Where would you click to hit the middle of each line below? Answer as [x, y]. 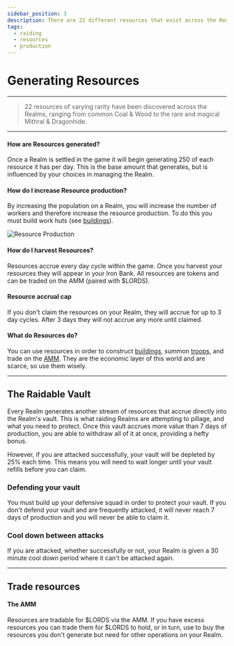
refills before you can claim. [47, 469]
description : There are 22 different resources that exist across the [112, 20]
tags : [15, 27]
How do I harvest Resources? [50, 250]
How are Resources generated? [54, 144]
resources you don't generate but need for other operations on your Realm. [115, 634]
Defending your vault [44, 487]
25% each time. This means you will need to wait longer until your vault [110, 462]
